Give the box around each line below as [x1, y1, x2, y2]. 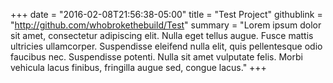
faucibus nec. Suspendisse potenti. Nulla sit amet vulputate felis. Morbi [10, 51, 303, 63]
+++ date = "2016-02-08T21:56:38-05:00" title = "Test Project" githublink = [10, 9, 323, 20]
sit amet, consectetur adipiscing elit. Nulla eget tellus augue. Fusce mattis [10, 30, 314, 41]
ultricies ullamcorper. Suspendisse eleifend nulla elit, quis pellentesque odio [10, 40, 323, 52]
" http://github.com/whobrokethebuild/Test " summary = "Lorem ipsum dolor [10, 19, 322, 31]
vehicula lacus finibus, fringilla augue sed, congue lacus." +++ [10, 62, 267, 73]
